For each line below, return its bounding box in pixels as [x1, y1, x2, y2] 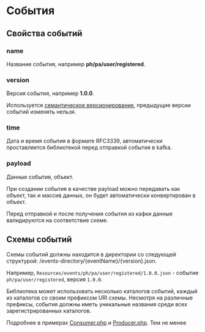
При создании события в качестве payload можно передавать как [6, 185, 181, 192]
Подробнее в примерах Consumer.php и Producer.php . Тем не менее [6, 318, 187, 326]
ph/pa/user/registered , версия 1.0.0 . [6, 276, 103, 283]
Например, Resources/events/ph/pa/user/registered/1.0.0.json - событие [6, 269, 199, 276]
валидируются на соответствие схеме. [6, 216, 109, 224]
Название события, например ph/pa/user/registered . [6, 60, 146, 68]
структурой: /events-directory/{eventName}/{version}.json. [6, 257, 157, 264]
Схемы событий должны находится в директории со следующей [6, 250, 176, 258]
